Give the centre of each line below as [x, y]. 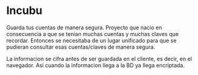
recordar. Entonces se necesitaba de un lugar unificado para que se [91, 40]
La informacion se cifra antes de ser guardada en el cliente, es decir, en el [99, 59]
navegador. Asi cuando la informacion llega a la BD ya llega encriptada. [96, 65]
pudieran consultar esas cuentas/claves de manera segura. [81, 47]
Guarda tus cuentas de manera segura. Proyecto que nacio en [84, 27]
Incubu [24, 11]
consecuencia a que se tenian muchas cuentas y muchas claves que [93, 34]
